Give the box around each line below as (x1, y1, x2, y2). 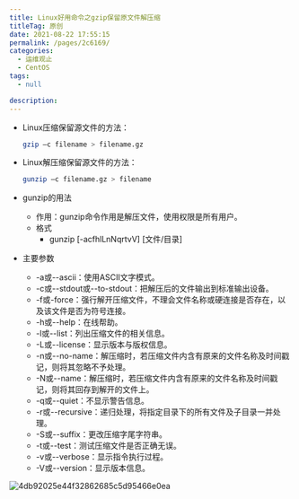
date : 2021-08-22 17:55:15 (9, 30, 110, 39)
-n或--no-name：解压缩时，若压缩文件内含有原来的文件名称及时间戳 (35, 351, 290, 362)
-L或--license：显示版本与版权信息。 (35, 339, 172, 350)
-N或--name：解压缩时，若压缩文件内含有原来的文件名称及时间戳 (35, 373, 278, 384)
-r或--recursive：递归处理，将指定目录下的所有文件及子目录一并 (35, 407, 274, 417)
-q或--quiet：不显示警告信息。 (35, 396, 150, 407)
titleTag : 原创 (9, 22, 64, 31)
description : (9, 96, 58, 105)
